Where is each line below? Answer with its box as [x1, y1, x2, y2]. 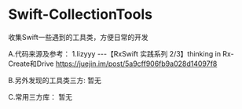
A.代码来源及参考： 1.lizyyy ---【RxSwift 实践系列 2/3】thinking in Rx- [8, 49, 234, 58]
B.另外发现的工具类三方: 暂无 [8, 75, 102, 85]
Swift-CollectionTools [8, 5, 153, 24]
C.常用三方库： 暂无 [8, 92, 73, 101]
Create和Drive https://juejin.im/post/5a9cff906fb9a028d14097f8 [8, 59, 218, 68]
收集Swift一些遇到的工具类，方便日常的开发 [8, 32, 149, 42]
